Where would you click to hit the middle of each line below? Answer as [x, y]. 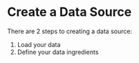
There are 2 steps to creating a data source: [70, 31]
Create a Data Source [69, 12]
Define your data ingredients [58, 52]
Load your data [39, 44]
